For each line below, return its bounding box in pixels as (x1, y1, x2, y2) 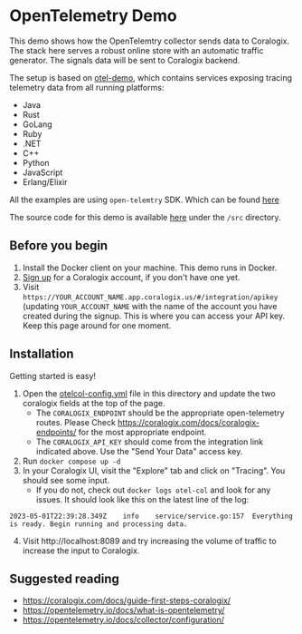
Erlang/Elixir (22, 176, 68, 187)
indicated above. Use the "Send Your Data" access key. (35, 445, 243, 456)
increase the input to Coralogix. (22, 545, 140, 556)
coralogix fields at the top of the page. (22, 397, 165, 408)
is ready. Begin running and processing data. (9, 519, 188, 529)
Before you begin (9, 238, 109, 254)
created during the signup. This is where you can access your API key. (22, 310, 286, 321)
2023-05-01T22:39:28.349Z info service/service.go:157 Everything (9, 512, 294, 521)
